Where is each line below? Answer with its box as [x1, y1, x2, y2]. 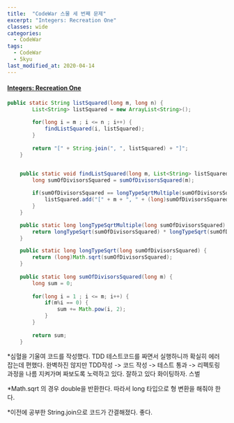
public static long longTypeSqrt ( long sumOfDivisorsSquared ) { [19, 248, 208, 254]
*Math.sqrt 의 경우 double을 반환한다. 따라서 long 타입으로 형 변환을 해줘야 [7, 384, 214, 392]
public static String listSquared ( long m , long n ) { [7, 99, 164, 106]
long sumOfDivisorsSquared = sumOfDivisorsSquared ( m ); [32, 176, 195, 184]
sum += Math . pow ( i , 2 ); [56, 306, 127, 313]
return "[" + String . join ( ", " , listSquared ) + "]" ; [32, 145, 189, 152]
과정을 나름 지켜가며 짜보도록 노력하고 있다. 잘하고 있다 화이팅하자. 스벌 [7, 369, 201, 378]
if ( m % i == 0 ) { [44, 299, 89, 306]
